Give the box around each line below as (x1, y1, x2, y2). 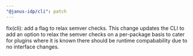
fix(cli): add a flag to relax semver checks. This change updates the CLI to (6, 24, 185, 32)
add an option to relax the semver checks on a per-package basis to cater (6, 30, 185, 38)
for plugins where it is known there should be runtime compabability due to (6, 37, 188, 44)
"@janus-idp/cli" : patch (6, 8, 67, 15)
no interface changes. (6, 43, 59, 50)
